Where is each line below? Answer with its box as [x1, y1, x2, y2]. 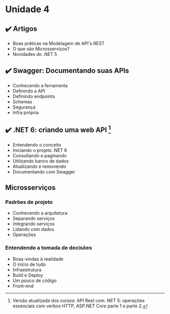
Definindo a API [12, 88, 46, 94]
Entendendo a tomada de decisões [5, 245, 92, 252]
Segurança [12, 104, 36, 110]
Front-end [12, 283, 34, 289]
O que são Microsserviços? [12, 46, 70, 52]
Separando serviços [12, 216, 55, 222]
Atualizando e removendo [12, 163, 67, 169]
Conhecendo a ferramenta [12, 82, 68, 88]
